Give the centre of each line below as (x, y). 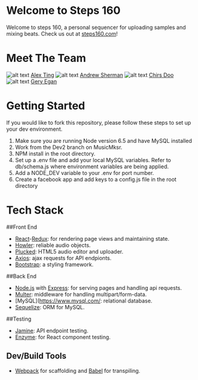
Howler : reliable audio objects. (53, 245)
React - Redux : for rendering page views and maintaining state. (92, 238)
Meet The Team (46, 58)
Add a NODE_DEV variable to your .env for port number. (85, 172)
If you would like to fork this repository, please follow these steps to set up (99, 122)
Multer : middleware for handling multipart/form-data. (81, 294)
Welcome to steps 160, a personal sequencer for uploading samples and (96, 27)
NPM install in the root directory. (55, 153)
